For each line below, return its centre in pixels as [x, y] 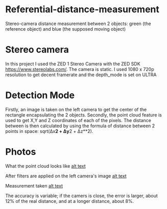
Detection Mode [40, 95]
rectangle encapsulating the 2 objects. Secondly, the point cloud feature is [83, 115]
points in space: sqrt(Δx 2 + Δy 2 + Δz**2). [49, 131]
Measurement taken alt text [34, 185]
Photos [21, 152]
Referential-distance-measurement [82, 9]
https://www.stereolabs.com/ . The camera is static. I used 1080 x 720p [80, 69]
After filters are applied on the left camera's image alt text [66, 176]
